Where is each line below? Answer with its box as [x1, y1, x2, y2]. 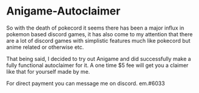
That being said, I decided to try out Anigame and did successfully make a [6, 55, 192, 62]
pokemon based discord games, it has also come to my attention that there [6, 30, 193, 37]
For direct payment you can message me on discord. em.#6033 [6, 80, 165, 87]
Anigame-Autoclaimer [6, 4, 121, 18]
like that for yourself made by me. [6, 68, 90, 75]
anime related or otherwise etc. [6, 43, 84, 51]
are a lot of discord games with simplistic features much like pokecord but [6, 37, 191, 44]
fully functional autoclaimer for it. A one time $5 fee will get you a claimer [6, 62, 189, 69]
